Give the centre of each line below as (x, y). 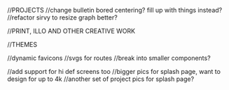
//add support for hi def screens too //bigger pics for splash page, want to (114, 72)
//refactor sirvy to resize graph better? (62, 17)
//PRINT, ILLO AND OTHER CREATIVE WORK (71, 31)
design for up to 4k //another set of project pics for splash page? (101, 79)
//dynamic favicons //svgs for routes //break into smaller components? (109, 58)
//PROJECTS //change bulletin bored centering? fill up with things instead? (115, 10)
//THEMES (22, 44)
